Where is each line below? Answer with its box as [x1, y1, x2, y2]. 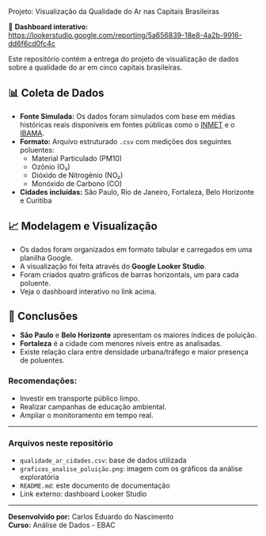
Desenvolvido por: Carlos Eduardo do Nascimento [8, 512, 174, 522]
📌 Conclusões [8, 310, 78, 323]
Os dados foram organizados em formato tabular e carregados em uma [19, 245, 253, 254]
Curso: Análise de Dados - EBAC [8, 520, 116, 530]
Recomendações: [8, 375, 78, 386]
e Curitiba [19, 196, 52, 205]
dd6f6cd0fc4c [8, 39, 55, 48]
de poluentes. [19, 355, 65, 365]
